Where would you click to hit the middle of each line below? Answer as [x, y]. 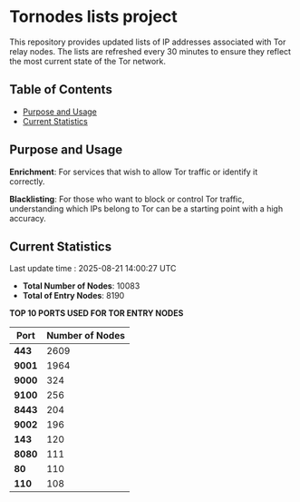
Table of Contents [61, 89]
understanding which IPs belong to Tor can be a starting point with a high [146, 208]
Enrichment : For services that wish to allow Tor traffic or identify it [134, 172]
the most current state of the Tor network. [87, 61]
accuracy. [28, 218]
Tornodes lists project [94, 17]
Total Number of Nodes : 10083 [81, 286]
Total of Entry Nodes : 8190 [73, 296]
